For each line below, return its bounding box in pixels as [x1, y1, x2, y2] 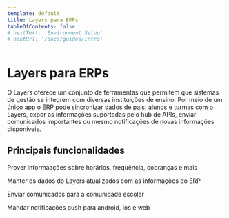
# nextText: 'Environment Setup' [7, 29, 103, 37]
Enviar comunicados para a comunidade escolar [7, 190, 145, 198]
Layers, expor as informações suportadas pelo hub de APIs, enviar [7, 110, 197, 119]
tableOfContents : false [7, 23, 76, 30]
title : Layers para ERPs [7, 17, 79, 23]
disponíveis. [7, 125, 41, 133]
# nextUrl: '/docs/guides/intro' [7, 36, 103, 43]
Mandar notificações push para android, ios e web [7, 203, 150, 211]
